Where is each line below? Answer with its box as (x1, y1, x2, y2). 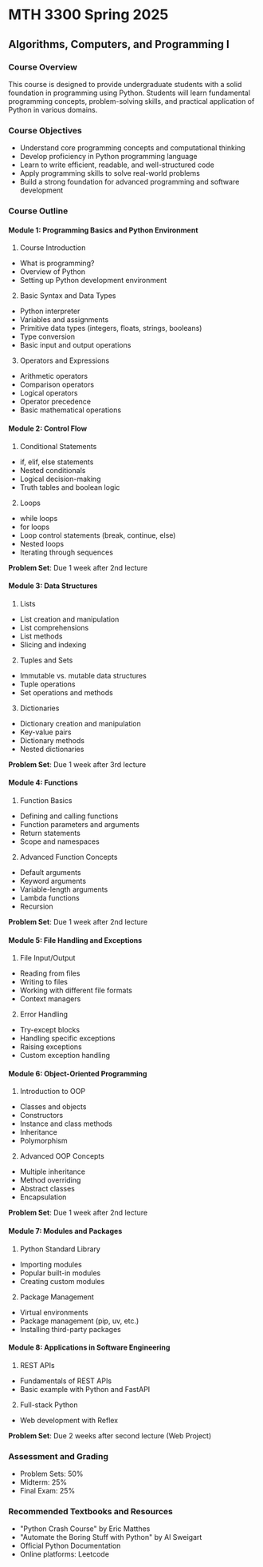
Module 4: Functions (8, 778, 78, 788)
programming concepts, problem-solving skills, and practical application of (8, 96, 255, 105)
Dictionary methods (19, 735, 85, 745)
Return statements (19, 828, 81, 837)
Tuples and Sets (19, 655, 73, 665)
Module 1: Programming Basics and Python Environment (8, 225, 198, 235)
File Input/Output (19, 953, 76, 963)
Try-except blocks (19, 1025, 80, 1035)
